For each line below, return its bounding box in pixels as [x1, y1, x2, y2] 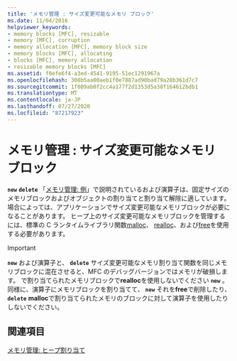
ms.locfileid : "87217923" [7, 109, 84, 117]
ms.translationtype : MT [7, 90, 78, 97]
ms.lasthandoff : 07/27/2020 [7, 103, 91, 110]
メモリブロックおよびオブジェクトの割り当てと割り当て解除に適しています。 [7, 193, 231, 203]
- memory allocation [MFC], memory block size [7, 43, 148, 50]
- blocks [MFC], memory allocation [7, 57, 113, 64]
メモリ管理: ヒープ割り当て [7, 345, 86, 354]
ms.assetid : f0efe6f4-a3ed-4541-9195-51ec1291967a [7, 70, 160, 77]
